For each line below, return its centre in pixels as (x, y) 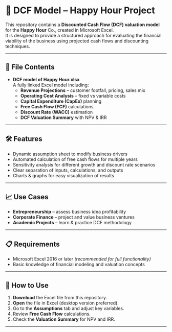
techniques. (18, 46)
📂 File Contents (30, 67)
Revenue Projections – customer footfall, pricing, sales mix (83, 90)
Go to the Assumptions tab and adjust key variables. (68, 308)
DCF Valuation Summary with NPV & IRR (63, 117)
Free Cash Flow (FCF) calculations (57, 106)
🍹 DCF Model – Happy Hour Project (80, 10)
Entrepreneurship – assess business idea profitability (69, 212)
